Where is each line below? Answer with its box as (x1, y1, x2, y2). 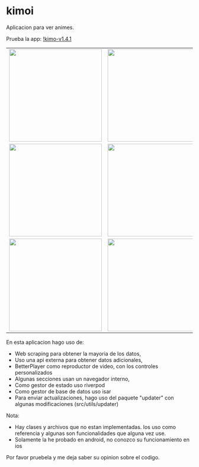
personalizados (14, 369, 53, 376)
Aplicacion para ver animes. (6, 24, 74, 31)
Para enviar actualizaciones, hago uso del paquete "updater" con (14, 394, 174, 401)
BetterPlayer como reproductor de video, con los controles (14, 363, 159, 370)
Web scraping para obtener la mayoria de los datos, (14, 350, 141, 357)
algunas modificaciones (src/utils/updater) (14, 400, 119, 407)
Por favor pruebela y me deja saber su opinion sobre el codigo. (6, 453, 160, 460)
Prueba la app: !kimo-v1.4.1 (6, 35, 72, 42)
